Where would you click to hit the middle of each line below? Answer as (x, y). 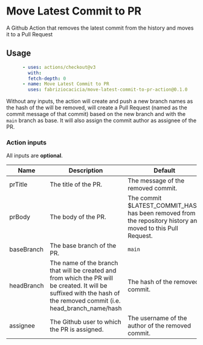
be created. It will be (79, 286)
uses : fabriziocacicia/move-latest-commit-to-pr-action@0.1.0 (108, 90)
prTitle (18, 184)
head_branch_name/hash (86, 308)
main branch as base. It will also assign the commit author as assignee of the (101, 121)
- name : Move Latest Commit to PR (66, 84)
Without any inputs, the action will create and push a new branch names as (100, 102)
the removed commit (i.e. (85, 301)
